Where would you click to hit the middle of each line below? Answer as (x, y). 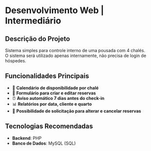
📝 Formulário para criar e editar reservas (54, 93)
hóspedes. (16, 61)
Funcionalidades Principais (47, 76)
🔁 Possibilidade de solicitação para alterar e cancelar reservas (76, 111)
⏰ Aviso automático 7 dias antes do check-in (58, 98)
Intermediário (33, 21)
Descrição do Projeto (38, 39)
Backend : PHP (27, 138)
